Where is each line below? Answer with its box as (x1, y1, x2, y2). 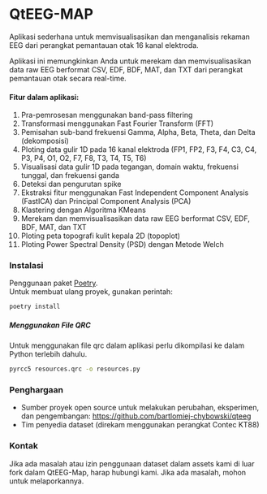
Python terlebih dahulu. (9, 349, 88, 359)
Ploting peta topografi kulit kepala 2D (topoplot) (20, 231, 181, 240)
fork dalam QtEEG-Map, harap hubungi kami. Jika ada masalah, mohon (9, 467, 247, 477)
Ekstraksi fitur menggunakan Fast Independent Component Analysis (20, 188, 249, 197)
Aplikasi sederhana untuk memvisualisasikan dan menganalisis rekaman (9, 32, 251, 41)
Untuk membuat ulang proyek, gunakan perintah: (9, 287, 173, 297)
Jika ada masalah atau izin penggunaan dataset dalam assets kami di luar (9, 458, 255, 468)
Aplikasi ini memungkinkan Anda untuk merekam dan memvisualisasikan (9, 56, 252, 66)
